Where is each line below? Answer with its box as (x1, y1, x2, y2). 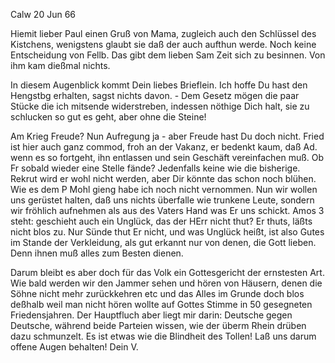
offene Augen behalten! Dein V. (10, 341, 139, 353)
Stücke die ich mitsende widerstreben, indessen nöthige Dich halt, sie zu (10, 100, 310, 112)
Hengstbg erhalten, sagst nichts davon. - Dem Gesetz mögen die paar (10, 90, 300, 101)
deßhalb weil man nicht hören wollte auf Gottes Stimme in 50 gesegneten (10, 299, 313, 310)
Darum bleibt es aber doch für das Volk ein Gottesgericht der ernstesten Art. (10, 267, 325, 278)
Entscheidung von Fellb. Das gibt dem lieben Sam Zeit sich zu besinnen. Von (10, 49, 326, 61)
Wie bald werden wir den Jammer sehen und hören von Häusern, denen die (10, 277, 323, 289)
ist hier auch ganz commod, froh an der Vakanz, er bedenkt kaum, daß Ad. (10, 141, 318, 153)
